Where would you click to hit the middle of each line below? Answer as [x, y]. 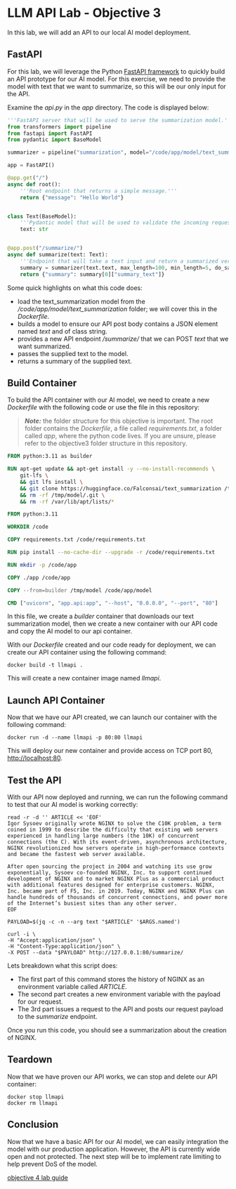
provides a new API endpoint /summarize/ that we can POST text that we [123, 339]
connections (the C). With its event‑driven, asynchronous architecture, [118, 842]
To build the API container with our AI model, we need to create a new [108, 400]
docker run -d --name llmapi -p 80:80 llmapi [75, 738]
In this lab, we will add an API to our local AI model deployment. [99, 32]
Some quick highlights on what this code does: [75, 288]
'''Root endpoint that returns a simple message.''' [99, 191]
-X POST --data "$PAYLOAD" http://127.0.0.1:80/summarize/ [96, 953]
